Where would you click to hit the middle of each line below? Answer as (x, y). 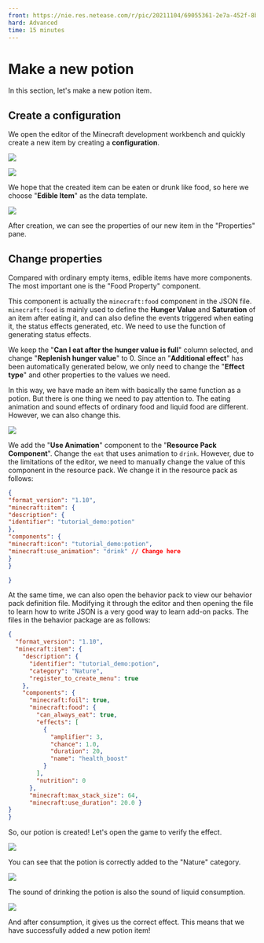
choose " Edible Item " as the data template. (78, 196)
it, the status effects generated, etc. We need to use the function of (117, 326)
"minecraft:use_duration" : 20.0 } (86, 802)
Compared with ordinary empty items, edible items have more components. (130, 277)
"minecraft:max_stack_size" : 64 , (84, 795)
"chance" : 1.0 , (75, 744)
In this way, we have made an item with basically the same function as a (125, 390)
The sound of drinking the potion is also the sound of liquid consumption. (127, 892)
